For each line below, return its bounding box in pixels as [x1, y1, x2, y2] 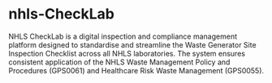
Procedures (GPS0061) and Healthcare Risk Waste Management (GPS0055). [8, 65, 265, 75]
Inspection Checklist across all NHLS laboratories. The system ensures [8, 48, 246, 58]
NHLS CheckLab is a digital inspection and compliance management [8, 31, 238, 41]
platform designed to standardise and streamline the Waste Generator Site [8, 39, 257, 49]
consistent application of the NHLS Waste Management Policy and [8, 57, 231, 67]
